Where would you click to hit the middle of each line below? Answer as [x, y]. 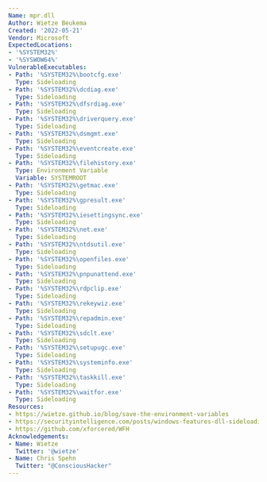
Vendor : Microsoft [39, 38]
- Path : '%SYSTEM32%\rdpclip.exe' [66, 289]
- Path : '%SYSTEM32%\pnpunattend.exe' [72, 274]
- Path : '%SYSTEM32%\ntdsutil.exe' [67, 245]
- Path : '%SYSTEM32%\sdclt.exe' [62, 333]
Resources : [26, 407]
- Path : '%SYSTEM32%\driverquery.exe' [72, 119]
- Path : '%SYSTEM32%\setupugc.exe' [67, 348]
